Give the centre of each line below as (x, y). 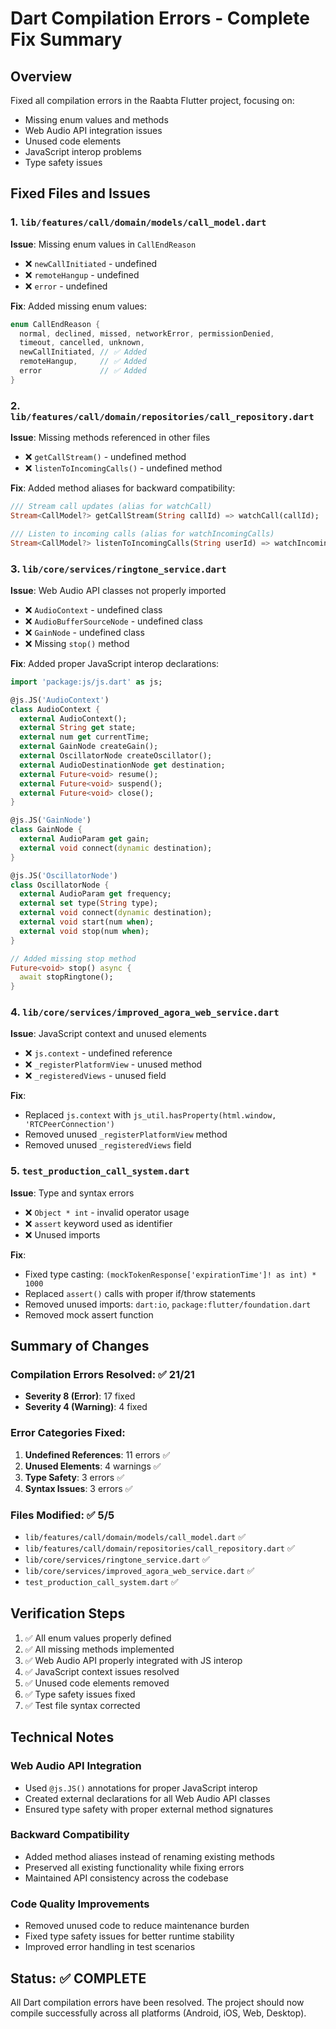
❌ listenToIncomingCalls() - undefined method (123, 468)
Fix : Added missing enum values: (79, 306)
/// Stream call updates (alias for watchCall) (111, 507)
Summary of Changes (80, 1346)
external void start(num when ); (87, 922)
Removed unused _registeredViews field (108, 1145)
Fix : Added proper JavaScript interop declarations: (115, 663)
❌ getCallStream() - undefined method (105, 457)
